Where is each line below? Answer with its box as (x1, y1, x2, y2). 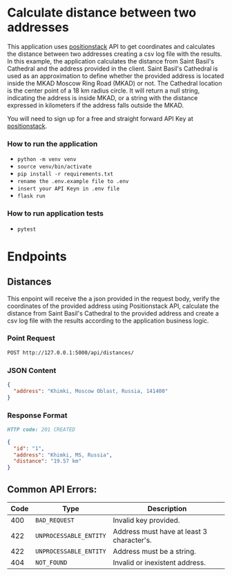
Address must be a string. (113, 546, 197, 556)
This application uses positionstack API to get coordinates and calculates (7, 42, 215, 50)
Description (147, 503, 187, 513)
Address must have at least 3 (113, 526, 208, 536)
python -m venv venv (17, 156, 77, 163)
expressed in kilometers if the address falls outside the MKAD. (7, 101, 184, 109)
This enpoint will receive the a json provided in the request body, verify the (7, 294, 220, 303)
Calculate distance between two (7, 5, 197, 21)
